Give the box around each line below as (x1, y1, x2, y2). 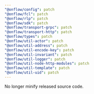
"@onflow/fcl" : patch (4, 12, 48, 16)
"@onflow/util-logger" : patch (4, 57, 66, 62)
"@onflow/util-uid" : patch (4, 70, 59, 75)
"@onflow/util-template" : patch (4, 66, 70, 71)
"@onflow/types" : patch (4, 34, 53, 39)
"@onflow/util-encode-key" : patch (4, 47, 75, 52)
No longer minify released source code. (4, 83, 84, 89)
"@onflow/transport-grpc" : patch (4, 25, 72, 30)
